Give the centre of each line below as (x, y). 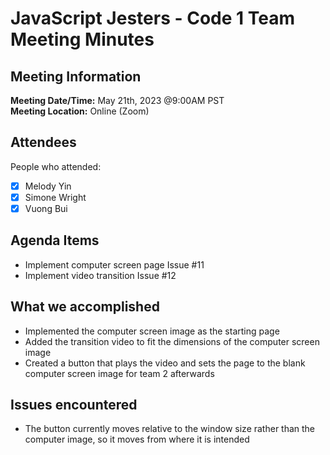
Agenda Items (55, 240)
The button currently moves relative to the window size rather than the (170, 429)
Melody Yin (48, 186)
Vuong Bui (46, 208)
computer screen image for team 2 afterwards (119, 373)
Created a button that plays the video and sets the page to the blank (165, 363)
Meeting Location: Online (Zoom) (80, 111)
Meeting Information (76, 76)
